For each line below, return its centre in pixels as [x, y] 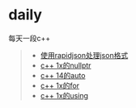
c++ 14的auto [63, 75]
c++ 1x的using [64, 95]
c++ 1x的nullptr [66, 65]
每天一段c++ [30, 38]
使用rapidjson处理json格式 [84, 55]
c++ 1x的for [59, 85]
